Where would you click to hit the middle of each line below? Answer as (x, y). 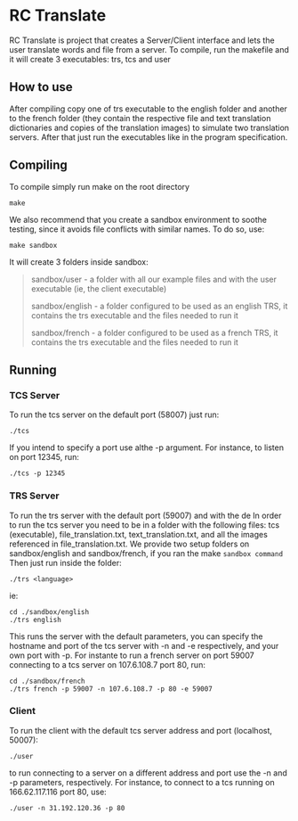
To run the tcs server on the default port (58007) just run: (114, 415)
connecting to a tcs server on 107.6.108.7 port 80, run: (108, 664)
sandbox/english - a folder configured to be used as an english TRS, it (159, 306)
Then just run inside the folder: (65, 562)
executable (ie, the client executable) (99, 288)
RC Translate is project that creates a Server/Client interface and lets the (142, 40)
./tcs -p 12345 (37, 473)
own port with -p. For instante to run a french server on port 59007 (132, 655)
